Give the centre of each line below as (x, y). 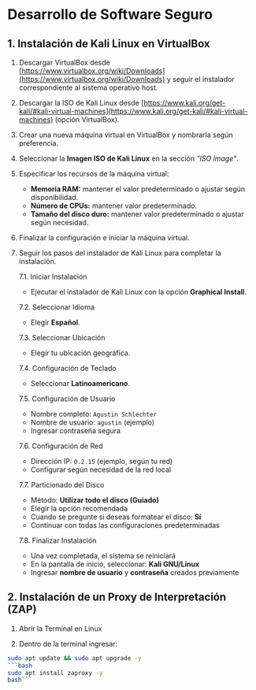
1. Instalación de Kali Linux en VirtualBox (109, 44)
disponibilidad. (54, 197)
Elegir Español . (55, 322)
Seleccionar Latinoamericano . (80, 383)
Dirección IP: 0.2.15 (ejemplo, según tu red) (102, 461)
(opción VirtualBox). (87, 119)
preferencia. (39, 143)
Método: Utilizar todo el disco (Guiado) (95, 500)
